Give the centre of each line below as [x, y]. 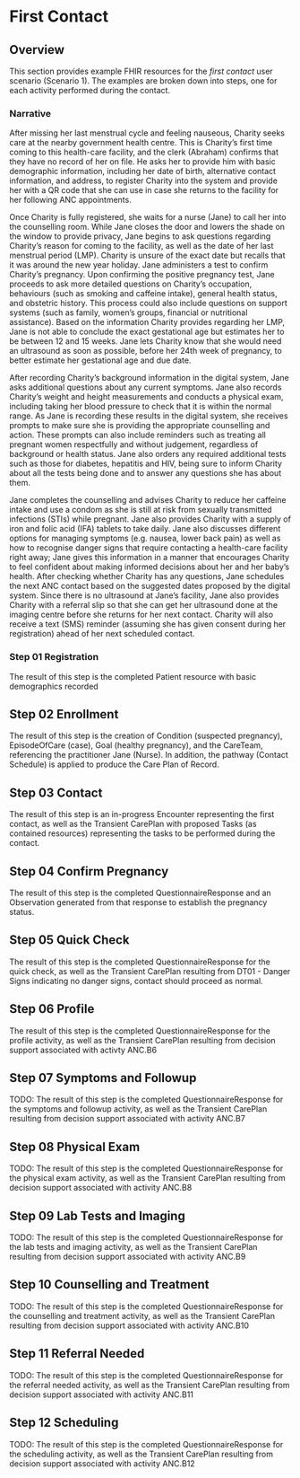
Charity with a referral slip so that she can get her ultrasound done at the [144, 605]
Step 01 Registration [54, 657]
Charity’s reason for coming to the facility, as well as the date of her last [141, 246]
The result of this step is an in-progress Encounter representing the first [142, 814]
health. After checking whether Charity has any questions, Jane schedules [147, 576]
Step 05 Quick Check [69, 940]
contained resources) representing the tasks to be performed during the [142, 833]
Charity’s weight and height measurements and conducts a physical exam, [146, 397]
